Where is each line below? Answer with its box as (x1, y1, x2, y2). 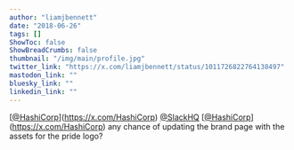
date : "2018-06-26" (9, 21, 82, 30)
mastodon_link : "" (9, 71, 78, 80)
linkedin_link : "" (9, 87, 78, 96)
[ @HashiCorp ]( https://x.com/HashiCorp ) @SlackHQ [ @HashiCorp (9, 112, 251, 122)
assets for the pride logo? (9, 130, 103, 141)
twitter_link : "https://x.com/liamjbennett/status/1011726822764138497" (9, 63, 285, 72)
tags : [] (9, 29, 42, 38)
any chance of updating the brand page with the (107, 121, 285, 131)
